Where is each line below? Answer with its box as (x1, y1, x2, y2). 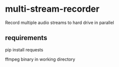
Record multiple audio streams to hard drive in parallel (5, 20, 114, 25)
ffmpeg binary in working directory (5, 56, 75, 62)
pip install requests (5, 46, 44, 52)
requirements (5, 34, 48, 42)
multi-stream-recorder (5, 3, 99, 15)
